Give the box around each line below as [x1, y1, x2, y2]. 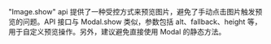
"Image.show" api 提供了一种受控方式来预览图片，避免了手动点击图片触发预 [8, 7, 263, 16]
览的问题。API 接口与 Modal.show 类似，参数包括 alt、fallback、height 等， [8, 17, 262, 26]
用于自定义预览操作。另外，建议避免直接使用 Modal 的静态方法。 [8, 27, 226, 36]
